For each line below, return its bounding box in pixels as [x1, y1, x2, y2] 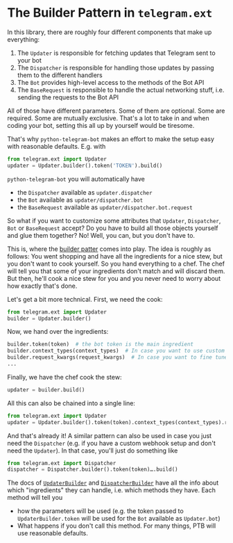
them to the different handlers [17, 71, 103, 79]
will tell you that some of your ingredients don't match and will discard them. [7, 266, 225, 275]
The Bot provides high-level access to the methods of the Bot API [17, 78, 205, 86]
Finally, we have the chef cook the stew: [7, 373, 122, 381]
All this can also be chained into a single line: [7, 398, 135, 407]
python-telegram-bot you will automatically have [7, 175, 146, 183]
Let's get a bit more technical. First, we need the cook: [7, 295, 163, 303]
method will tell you [7, 494, 63, 502]
